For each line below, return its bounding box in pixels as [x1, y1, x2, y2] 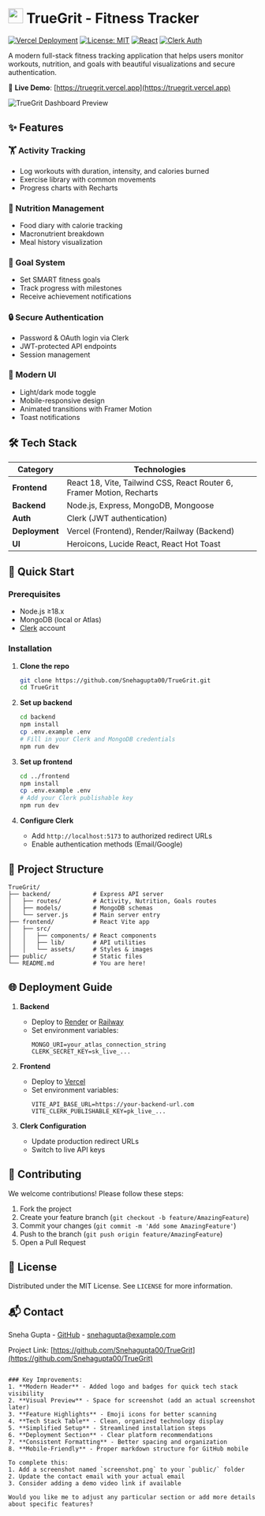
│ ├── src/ [8, 925, 51, 932]
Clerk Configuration [19, 1121, 87, 1131]
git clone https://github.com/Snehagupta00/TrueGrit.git [19, 676, 211, 685]
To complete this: [8, 1459, 69, 1467]
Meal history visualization [19, 237, 103, 246]
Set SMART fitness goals [19, 275, 101, 284]
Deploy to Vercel [31, 1076, 86, 1086]
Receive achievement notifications [19, 292, 132, 302]
